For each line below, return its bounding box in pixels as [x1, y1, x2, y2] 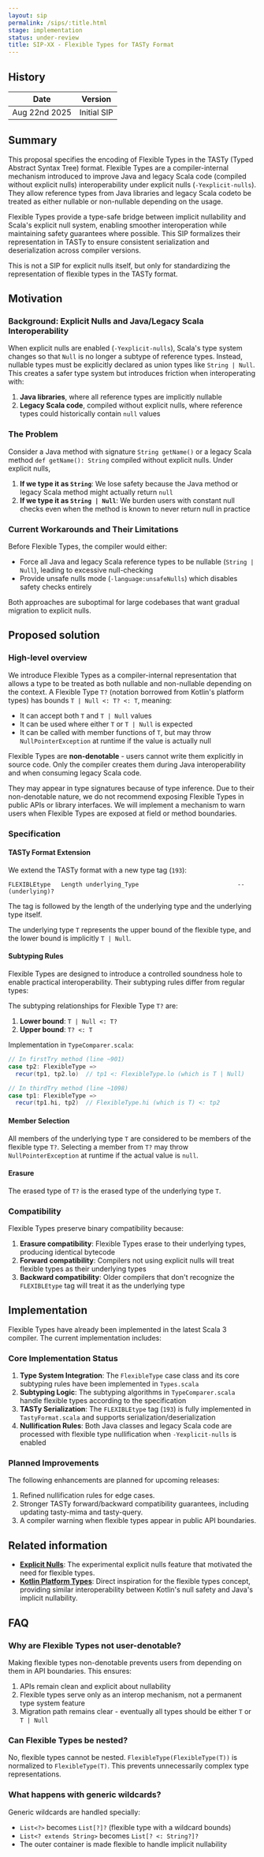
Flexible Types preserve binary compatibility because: [8, 1224, 184, 1232]
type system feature [19, 1698, 85, 1708]
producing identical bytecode [19, 1247, 116, 1256]
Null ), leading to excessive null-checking [19, 565, 154, 575]
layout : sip [8, 11, 47, 20]
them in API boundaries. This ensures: [8, 1666, 132, 1675]
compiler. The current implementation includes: [8, 1333, 162, 1342]
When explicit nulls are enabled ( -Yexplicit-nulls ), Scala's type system [8, 343, 243, 353]
